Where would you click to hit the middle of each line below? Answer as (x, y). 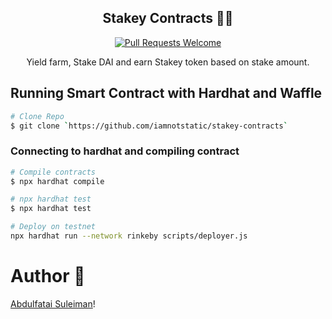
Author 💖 (48, 276)
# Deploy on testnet (53, 227)
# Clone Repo (37, 116)
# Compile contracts (53, 172)
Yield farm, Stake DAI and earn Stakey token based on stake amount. (168, 62)
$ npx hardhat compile (57, 181)
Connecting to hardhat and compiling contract (125, 151)
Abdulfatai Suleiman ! (53, 303)
